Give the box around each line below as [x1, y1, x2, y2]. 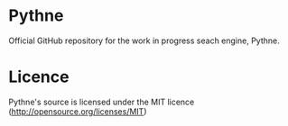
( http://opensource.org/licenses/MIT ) [8, 105, 147, 117]
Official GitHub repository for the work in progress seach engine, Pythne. [8, 35, 281, 46]
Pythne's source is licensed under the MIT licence [8, 96, 195, 107]
